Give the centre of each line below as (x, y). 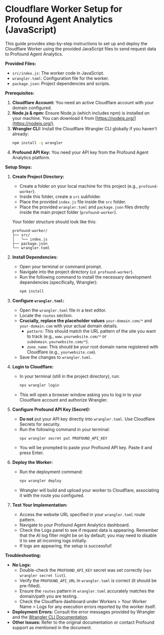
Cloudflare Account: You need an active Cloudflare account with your (83, 102)
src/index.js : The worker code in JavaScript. (58, 73)
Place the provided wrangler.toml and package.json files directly (84, 207)
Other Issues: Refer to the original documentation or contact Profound (83, 622)
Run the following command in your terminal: (65, 429)
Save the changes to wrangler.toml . (56, 357)
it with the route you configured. (52, 495)
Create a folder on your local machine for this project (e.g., (79, 186)
